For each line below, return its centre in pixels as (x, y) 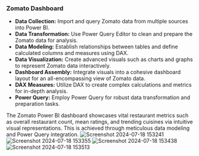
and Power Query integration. (43, 134)
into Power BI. (32, 27)
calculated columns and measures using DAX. (72, 53)
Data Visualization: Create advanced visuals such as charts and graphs (104, 59)
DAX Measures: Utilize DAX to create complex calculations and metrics (103, 85)
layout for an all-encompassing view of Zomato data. (80, 78)
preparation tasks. (37, 104)
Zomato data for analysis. (46, 41)
